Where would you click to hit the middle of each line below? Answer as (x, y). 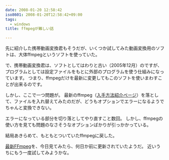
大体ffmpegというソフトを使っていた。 (59, 55)
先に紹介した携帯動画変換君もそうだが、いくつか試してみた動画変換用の (80, 48)
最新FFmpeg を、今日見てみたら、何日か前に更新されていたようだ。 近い (81, 146)
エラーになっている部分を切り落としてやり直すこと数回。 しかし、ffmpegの (84, 118)
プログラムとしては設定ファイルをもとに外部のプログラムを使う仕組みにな (83, 72)
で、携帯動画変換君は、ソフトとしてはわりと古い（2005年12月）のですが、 (84, 65)
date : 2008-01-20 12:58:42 (34, 10)
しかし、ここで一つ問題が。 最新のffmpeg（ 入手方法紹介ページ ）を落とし (82, 95)
